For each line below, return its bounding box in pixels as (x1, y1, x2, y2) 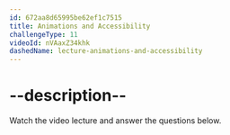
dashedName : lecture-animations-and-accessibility (9, 47, 203, 56)
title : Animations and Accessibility (9, 22, 151, 31)
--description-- (9, 85, 128, 106)
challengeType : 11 (9, 30, 78, 39)
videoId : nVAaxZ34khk (9, 38, 91, 48)
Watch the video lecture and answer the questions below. (9, 115, 222, 126)
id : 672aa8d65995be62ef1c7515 (9, 13, 123, 22)
